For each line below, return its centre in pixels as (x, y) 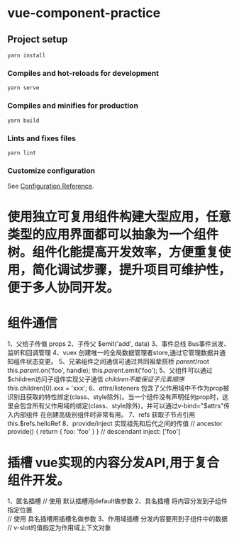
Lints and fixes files (42, 138)
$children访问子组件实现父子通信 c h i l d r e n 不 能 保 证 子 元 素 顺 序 (96, 379)
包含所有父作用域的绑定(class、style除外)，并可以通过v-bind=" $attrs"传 (125, 406)
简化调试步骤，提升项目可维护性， (132, 270)
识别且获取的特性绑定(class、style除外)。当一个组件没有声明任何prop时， (115, 397)
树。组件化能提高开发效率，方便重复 (113, 252)
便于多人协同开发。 (63, 288)
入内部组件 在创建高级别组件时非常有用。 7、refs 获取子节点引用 (101, 415)
